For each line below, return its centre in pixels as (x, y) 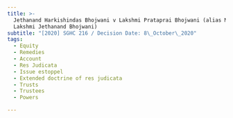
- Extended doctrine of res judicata (68, 78)
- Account (27, 59)
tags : (15, 40)
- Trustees (29, 91)
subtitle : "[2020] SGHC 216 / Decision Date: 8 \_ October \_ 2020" (102, 33)
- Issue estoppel (38, 71)
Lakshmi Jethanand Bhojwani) (55, 26)
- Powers (26, 98)
